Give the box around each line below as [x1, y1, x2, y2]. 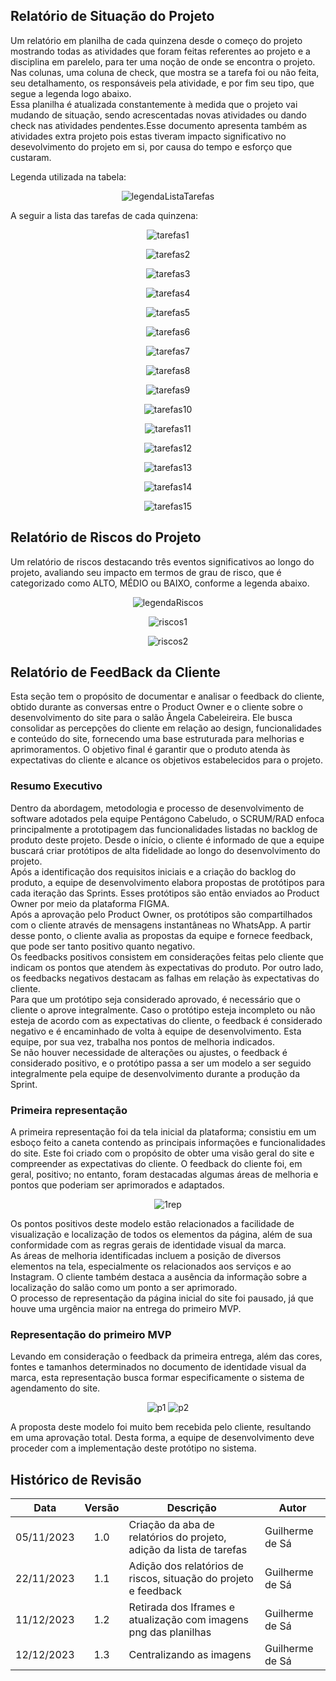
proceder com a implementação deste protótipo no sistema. [10, 1442, 257, 1454]
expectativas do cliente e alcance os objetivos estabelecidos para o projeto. [10, 754, 324, 766]
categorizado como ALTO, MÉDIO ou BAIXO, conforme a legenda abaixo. [10, 577, 310, 589]
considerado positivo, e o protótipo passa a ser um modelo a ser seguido [10, 1057, 312, 1069]
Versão [84, 1501, 120, 1515]
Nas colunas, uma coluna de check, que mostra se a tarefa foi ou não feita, [10, 66, 320, 78]
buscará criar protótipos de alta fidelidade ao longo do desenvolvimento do [10, 844, 321, 856]
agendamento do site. [10, 1382, 101, 1394]
